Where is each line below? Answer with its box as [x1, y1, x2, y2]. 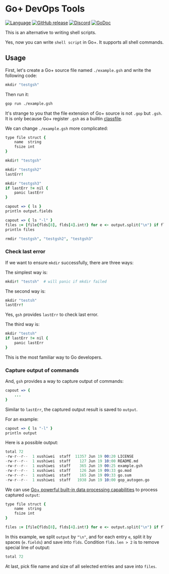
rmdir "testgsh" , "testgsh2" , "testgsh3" [5, 236, 94, 241]
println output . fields [5, 209, 53, 214]
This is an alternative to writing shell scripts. [5, 29, 97, 35]
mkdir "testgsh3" [5, 181, 42, 186]
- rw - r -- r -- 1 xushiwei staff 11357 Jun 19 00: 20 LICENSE [5, 454, 134, 459]
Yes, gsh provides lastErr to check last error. [5, 311, 99, 317]
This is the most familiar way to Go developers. [5, 354, 103, 360]
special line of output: [5, 544, 50, 550]
